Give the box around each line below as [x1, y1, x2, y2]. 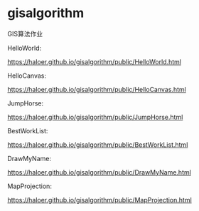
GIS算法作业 [7, 29, 43, 38]
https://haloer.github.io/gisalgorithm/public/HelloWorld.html [7, 57, 181, 66]
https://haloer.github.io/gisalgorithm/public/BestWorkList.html [7, 140, 188, 149]
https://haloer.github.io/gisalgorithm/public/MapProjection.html [7, 195, 192, 204]
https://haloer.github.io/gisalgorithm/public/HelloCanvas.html [7, 85, 186, 93]
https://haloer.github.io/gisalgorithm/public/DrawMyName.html [7, 168, 192, 176]
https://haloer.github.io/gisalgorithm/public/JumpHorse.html [7, 113, 183, 121]
